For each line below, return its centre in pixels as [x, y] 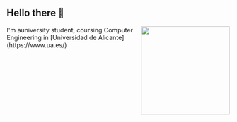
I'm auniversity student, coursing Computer [70, 30]
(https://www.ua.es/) [37, 45]
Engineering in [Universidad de [52, 37]
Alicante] [111, 37]
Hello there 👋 [36, 13]
